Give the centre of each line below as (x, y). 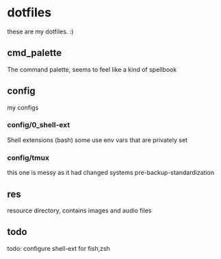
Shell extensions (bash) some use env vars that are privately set (97, 140)
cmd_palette (35, 53)
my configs (23, 107)
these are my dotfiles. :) (40, 31)
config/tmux (28, 157)
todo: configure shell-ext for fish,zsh (59, 248)
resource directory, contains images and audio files (79, 210)
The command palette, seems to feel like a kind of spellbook (92, 69)
